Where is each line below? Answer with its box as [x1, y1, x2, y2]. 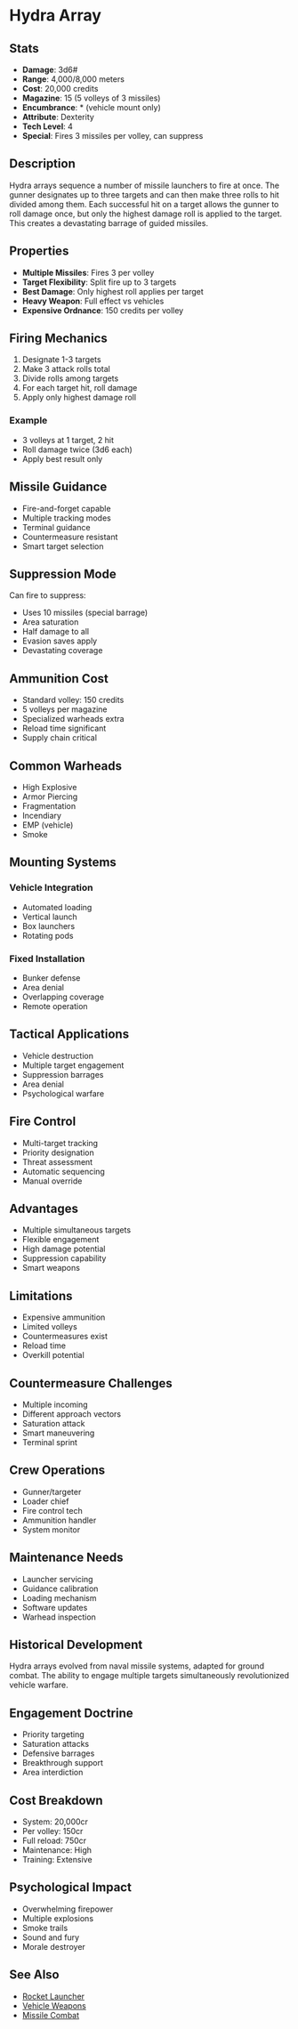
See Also [9, 1968, 60, 1983]
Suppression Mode [9, 566, 117, 581]
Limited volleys [21, 1322, 77, 1332]
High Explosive [21, 781, 77, 792]
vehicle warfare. [9, 1679, 68, 1691]
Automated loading [21, 901, 93, 912]
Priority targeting [21, 1729, 85, 1740]
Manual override [21, 1176, 83, 1186]
